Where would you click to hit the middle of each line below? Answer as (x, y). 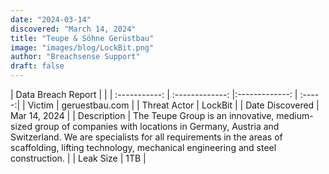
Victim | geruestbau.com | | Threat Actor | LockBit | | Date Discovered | (173, 105)
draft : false (37, 66)
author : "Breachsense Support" (75, 57)
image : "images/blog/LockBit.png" (82, 47)
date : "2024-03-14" (51, 19)
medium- (295, 115)
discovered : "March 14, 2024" (73, 29)
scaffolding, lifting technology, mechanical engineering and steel (143, 147)
